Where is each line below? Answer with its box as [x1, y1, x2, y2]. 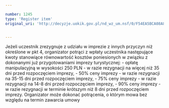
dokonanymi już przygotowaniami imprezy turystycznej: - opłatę [5, 60, 138, 66]
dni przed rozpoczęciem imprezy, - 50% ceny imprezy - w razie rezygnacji [5, 70, 160, 76]
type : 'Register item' [5, 16, 53, 22]
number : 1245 [5, 12, 33, 17]
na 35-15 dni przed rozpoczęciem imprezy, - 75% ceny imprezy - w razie [5, 76, 157, 82]
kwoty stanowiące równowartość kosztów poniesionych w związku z [5, 54, 148, 60]
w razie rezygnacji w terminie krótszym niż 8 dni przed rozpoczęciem [5, 86, 149, 92]
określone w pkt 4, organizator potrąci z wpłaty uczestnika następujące [5, 49, 153, 55]
